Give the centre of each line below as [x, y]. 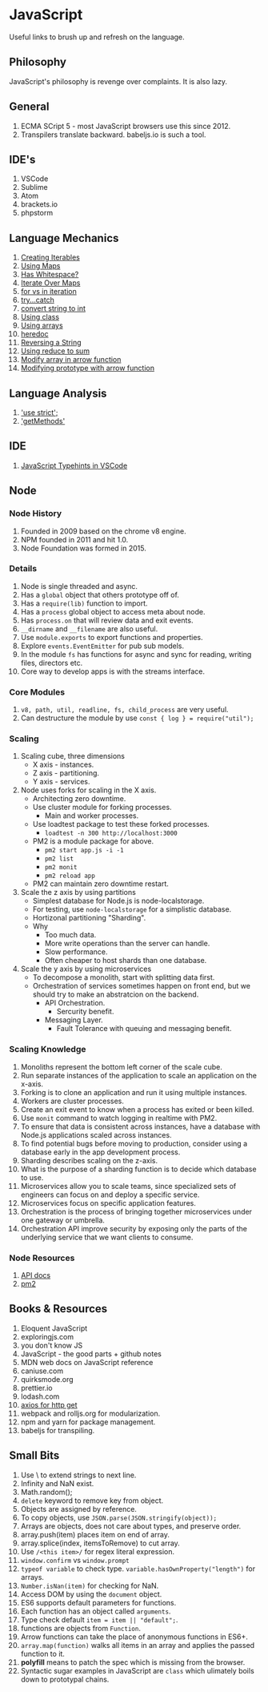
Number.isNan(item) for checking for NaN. [90, 1585]
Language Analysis [58, 393]
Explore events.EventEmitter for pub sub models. [102, 646]
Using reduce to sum [55, 351]
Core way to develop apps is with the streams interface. [112, 671]
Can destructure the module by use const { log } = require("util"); [137, 718]
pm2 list [59, 859]
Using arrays [42, 325]
